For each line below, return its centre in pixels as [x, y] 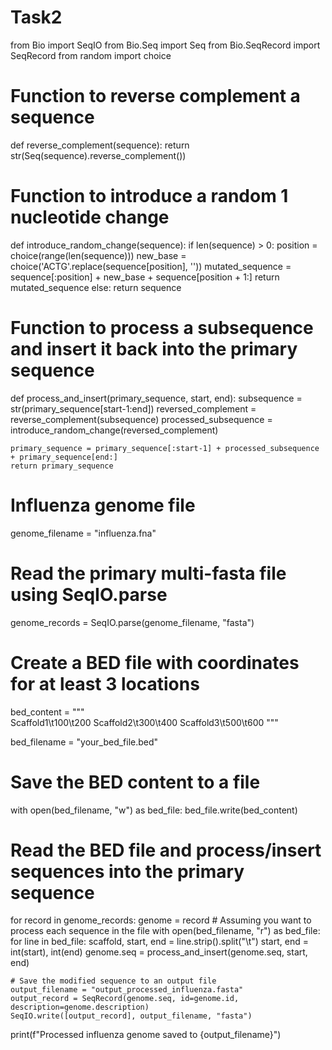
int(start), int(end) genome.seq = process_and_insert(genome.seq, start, [159, 952]
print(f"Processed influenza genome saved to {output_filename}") [146, 1035]
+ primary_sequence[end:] [64, 457]
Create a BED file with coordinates [155, 662]
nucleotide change [90, 217]
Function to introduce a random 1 [149, 196]
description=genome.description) [80, 1007]
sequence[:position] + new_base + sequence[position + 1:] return [145, 277]
